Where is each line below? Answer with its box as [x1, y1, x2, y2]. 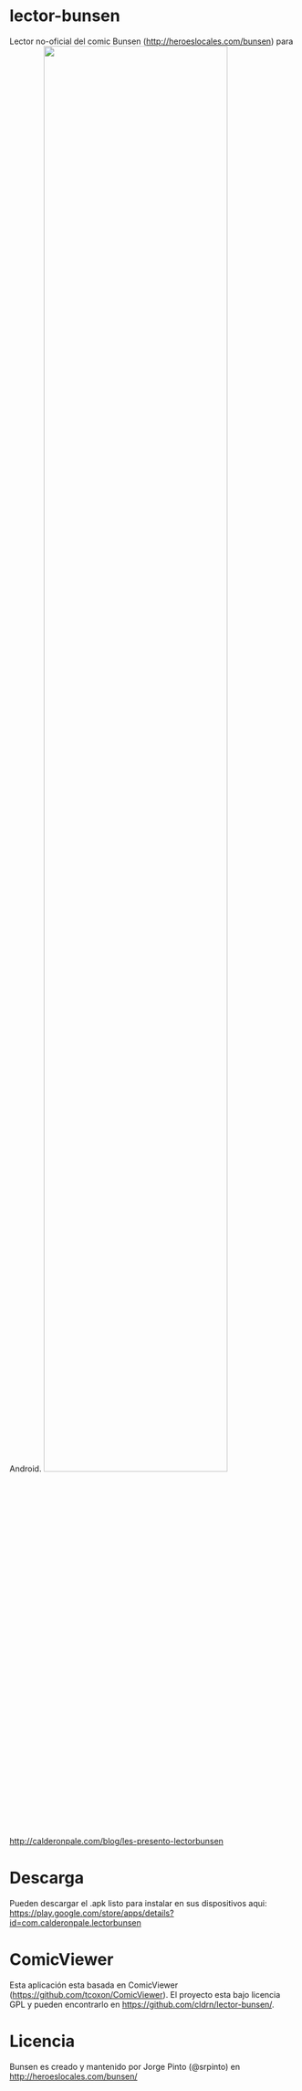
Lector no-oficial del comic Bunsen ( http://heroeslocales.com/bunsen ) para [9, 36, 294, 47]
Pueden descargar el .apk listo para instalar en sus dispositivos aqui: [9, 1897, 267, 1908]
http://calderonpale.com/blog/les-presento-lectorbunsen [9, 1835, 224, 1846]
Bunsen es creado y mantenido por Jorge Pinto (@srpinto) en [9, 2061, 240, 2072]
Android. [9, 1463, 42, 1474]
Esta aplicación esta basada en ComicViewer [9, 1980, 179, 1990]
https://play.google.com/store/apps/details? [9, 1907, 175, 1918]
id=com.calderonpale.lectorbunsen [9, 1916, 141, 1928]
